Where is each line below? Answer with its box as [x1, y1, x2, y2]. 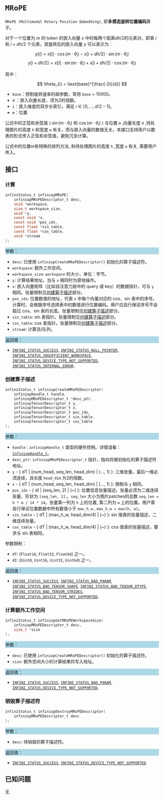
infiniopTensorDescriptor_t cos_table [14, 419, 93, 424]
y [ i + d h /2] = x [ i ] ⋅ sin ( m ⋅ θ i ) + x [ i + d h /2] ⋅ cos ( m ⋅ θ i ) [28, 60, 136, 67]
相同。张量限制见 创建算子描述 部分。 [12, 289, 85, 295]
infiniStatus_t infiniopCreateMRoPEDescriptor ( [5, 387, 104, 392]
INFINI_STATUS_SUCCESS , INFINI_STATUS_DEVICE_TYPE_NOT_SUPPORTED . [12, 759, 147, 766]
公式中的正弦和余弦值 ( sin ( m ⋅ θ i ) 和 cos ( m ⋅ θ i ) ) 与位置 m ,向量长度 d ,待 [5, 120, 151, 127]
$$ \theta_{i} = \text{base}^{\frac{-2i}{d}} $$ [37, 81, 127, 87]
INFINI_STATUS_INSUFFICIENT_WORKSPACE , [12, 352, 93, 358]
